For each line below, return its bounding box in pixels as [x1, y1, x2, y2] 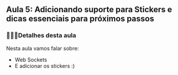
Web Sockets [14, 56, 47, 63]
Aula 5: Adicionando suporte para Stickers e [6, 5, 173, 15]
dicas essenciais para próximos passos [6, 14, 154, 24]
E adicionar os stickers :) [14, 62, 75, 69]
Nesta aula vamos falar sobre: [6, 45, 79, 52]
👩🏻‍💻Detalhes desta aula [6, 32, 77, 40]
